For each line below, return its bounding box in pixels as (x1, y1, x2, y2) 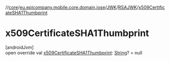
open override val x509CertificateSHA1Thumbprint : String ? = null (5, 49, 142, 55)
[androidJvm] (5, 44, 34, 50)
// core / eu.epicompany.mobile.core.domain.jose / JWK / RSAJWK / (5, 5, 139, 10)
